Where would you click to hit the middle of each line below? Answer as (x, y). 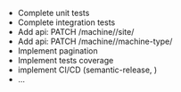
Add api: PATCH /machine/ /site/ (76, 32)
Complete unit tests (53, 13)
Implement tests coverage (66, 60)
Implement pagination (58, 51)
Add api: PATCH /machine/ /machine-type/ (95, 41)
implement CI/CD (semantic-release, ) (87, 70)
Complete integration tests (66, 22)
